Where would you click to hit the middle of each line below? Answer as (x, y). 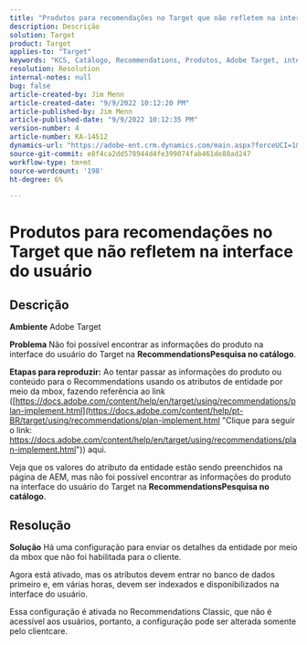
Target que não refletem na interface (152, 252)
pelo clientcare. (39, 631)
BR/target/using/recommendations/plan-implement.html (115, 420)
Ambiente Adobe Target (55, 327)
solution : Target (42, 35)
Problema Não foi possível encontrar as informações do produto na (137, 344)
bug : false (30, 86)
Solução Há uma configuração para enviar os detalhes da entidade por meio (153, 547)
